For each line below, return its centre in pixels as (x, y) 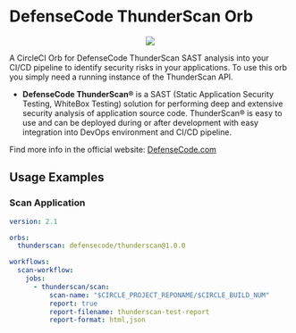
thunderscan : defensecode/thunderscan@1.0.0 (101, 246)
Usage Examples (57, 177)
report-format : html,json (97, 320)
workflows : (30, 262)
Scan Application (47, 203)
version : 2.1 (34, 221)
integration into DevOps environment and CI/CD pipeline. (127, 132)
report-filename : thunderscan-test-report (129, 312)
